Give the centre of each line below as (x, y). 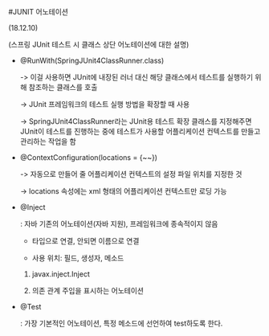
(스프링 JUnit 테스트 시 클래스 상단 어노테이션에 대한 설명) (99, 44)
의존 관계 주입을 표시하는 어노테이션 (88, 291)
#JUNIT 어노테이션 (38, 12)
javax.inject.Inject (61, 274)
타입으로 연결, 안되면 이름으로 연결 (86, 241)
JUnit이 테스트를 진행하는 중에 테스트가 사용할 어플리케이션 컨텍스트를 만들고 (140, 131)
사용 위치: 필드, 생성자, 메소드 (78, 258)
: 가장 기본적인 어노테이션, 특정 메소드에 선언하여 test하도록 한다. (121, 323)
